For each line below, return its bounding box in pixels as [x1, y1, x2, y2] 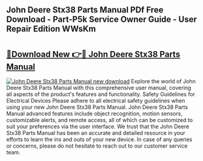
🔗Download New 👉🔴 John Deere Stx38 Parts [6, 49, 181, 60]
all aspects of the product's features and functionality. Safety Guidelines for [6, 91, 196, 98]
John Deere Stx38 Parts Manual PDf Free [6, 5, 164, 15]
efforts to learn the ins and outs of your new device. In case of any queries [6, 136, 193, 143]
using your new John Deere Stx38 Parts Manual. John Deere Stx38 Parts [6, 103, 188, 111]
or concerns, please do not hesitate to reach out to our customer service [6, 142, 188, 149]
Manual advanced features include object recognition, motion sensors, [6, 110, 183, 117]
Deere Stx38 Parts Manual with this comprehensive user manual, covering [6, 84, 191, 91]
